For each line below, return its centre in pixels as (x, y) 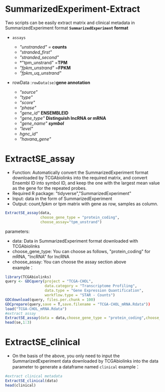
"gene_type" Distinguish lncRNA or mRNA (63, 118)
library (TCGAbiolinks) (28, 277)
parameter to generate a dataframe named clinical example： (76, 367)
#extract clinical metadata (34, 376)
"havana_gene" (35, 139)
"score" (27, 102)
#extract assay (21, 313)
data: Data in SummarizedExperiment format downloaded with (75, 241)
